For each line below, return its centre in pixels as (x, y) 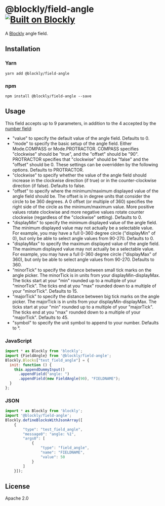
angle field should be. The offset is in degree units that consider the (81, 196)
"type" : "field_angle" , (65, 448)
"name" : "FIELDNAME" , (62, 452)
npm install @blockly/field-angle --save (48, 96)
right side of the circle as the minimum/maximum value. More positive (83, 206)
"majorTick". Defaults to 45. (40, 317)
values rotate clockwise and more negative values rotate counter (78, 212)
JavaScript (19, 341)
